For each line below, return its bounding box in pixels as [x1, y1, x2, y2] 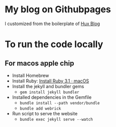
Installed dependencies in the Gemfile [12, 94, 92, 100]
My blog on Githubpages [5, 4, 111, 15]
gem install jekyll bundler [19, 90, 79, 95]
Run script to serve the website [12, 110, 78, 116]
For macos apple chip [5, 59, 74, 68]
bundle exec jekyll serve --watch [19, 117, 93, 122]
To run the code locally [5, 38, 103, 50]
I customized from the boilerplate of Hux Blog [5, 20, 100, 27]
